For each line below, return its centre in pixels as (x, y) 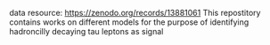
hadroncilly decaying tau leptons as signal (86, 31)
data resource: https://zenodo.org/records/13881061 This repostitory (135, 13)
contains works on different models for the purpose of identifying (129, 22)
